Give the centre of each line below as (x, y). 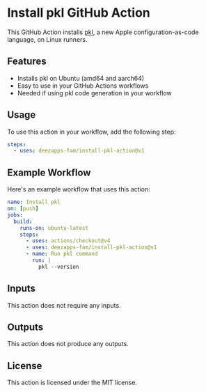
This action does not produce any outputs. (68, 344)
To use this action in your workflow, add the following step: (92, 132)
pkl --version (58, 267)
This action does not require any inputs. (64, 305)
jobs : (15, 215)
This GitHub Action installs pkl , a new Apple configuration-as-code (103, 32)
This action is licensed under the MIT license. (72, 383)
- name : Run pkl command (62, 254)
